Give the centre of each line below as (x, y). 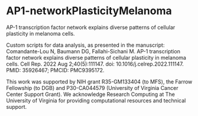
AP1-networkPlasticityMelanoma (89, 11)
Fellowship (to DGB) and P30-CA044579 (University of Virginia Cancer (92, 88)
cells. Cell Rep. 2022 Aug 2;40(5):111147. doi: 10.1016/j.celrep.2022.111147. (95, 64)
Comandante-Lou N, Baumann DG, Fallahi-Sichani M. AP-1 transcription (93, 51)
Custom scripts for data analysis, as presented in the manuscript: (85, 45)
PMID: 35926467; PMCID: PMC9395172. (55, 70)
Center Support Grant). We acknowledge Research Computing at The (91, 94)
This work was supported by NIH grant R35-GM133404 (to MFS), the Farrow (99, 82)
